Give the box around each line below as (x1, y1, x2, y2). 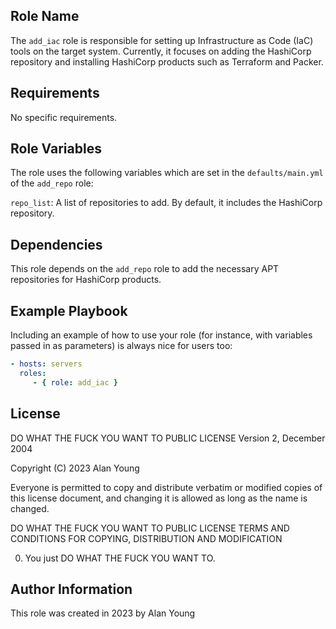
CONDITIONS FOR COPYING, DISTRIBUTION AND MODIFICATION (10, 532, 283, 544)
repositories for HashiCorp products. (10, 274, 162, 286)
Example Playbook (10, 302, 128, 319)
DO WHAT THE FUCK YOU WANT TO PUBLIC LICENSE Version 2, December (10, 432, 326, 444)
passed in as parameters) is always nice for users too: (10, 340, 233, 352)
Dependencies (10, 236, 103, 253)
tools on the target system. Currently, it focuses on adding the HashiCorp (10, 45, 312, 57)
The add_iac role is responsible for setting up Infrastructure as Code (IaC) (10, 34, 314, 46)
